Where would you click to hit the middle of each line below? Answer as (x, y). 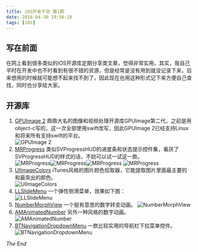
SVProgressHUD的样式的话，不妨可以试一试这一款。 (79, 156)
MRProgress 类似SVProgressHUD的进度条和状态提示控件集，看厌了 (97, 149)
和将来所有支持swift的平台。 (49, 135)
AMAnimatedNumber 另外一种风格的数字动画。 (72, 212)
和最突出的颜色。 (35, 178)
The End (16, 244)
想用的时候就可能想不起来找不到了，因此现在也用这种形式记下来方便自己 (99, 78)
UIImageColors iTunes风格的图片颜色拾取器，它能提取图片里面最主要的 (101, 170)
